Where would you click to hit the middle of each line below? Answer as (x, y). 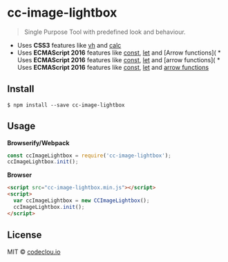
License (25, 235)
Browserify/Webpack (38, 142)
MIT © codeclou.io (34, 252)
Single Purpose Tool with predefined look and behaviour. (105, 32)
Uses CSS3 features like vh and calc (69, 45)
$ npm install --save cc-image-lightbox (66, 105)
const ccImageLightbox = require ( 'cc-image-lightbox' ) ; (89, 156)
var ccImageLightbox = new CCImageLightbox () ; (82, 201)
